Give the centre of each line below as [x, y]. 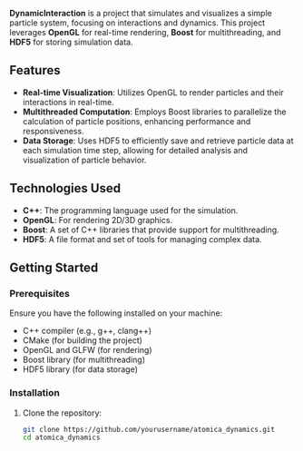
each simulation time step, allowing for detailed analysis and [135, 150]
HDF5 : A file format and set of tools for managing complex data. [142, 239]
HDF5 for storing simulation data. [71, 42]
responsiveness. [53, 131]
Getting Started [54, 268]
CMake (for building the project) [83, 340]
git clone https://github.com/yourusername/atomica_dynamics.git [148, 429]
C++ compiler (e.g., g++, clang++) [87, 331]
